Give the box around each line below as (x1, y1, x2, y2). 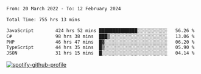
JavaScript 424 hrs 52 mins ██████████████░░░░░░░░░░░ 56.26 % (6, 27, 195, 33)
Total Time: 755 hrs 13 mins (6, 16, 80, 22)
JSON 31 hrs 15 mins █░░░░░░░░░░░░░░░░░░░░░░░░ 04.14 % (6, 50, 195, 56)
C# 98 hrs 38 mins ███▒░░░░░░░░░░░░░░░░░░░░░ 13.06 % (6, 33, 195, 39)
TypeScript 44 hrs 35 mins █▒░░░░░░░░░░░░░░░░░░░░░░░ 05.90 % (6, 44, 195, 51)
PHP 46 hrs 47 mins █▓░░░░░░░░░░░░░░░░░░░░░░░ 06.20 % (6, 39, 195, 45)
